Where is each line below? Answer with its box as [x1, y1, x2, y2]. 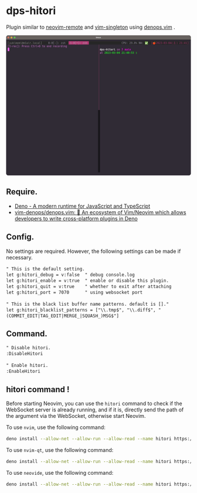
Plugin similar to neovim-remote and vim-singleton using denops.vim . [6, 23, 176, 31]
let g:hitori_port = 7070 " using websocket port [6, 289, 143, 295]
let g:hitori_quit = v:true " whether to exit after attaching [6, 283, 172, 289]
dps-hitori [6, 4, 56, 18]
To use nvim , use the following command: [6, 424, 106, 431]
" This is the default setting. [6, 266, 85, 272]
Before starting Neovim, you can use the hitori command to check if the [6, 400, 183, 407]
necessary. [6, 254, 33, 261]
